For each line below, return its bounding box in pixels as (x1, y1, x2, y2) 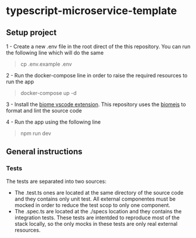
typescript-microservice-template (6, 4, 177, 18)
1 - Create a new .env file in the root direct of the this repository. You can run (6, 43, 191, 50)
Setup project (6, 28, 57, 38)
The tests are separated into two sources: (6, 178, 106, 185)
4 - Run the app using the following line (6, 118, 101, 125)
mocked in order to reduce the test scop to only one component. (14, 201, 171, 209)
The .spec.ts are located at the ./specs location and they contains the (14, 208, 182, 215)
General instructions (6, 147, 83, 157)
